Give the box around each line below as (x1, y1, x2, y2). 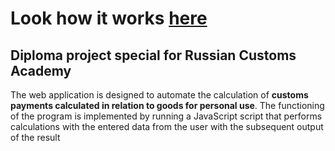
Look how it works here (10, 7, 208, 30)
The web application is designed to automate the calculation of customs (10, 89, 309, 101)
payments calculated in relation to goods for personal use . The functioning (10, 100, 325, 111)
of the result (10, 132, 61, 143)
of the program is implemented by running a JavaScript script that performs (10, 110, 323, 122)
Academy (10, 62, 72, 79)
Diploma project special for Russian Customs (10, 47, 297, 64)
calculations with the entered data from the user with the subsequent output (10, 121, 324, 132)
